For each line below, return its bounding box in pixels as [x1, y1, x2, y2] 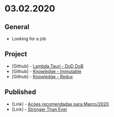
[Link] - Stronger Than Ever [11, 106, 67, 112]
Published [4, 88, 36, 96]
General [4, 23, 30, 31]
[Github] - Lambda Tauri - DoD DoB [11, 63, 84, 69]
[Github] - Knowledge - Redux [11, 74, 73, 79]
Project [4, 50, 28, 58]
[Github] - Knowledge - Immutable [11, 68, 82, 74]
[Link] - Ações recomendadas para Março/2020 [11, 101, 109, 107]
